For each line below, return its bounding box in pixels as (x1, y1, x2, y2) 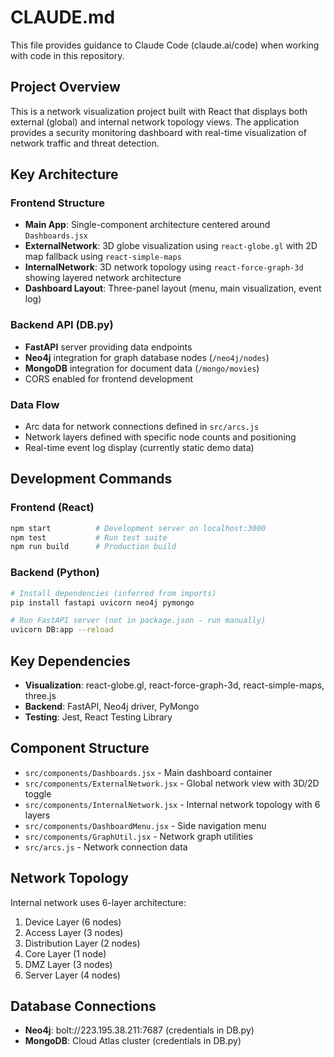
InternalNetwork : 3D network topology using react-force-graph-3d (24, 261, 304, 273)
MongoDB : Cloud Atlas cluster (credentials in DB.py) (24, 1035, 242, 1047)
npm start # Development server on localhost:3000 (10, 523, 267, 533)
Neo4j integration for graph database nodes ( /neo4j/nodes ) (24, 351, 270, 363)
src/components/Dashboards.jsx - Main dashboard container (24, 766, 273, 778)
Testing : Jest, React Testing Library (24, 711, 173, 723)
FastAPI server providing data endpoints (24, 341, 193, 353)
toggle (24, 787, 52, 800)
